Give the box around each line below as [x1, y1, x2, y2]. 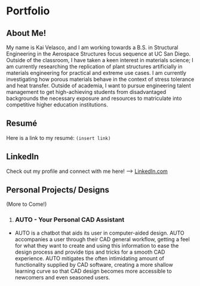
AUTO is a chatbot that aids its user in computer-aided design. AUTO [14, 229, 185, 236]
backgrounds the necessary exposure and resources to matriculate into [6, 95, 182, 102]
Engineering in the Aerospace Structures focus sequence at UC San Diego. [6, 50, 191, 57]
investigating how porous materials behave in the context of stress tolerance [6, 76, 195, 83]
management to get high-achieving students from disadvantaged [6, 89, 167, 95]
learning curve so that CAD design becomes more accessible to [14, 267, 172, 275]
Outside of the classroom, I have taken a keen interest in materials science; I [6, 57, 194, 63]
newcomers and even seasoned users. [14, 273, 110, 281]
